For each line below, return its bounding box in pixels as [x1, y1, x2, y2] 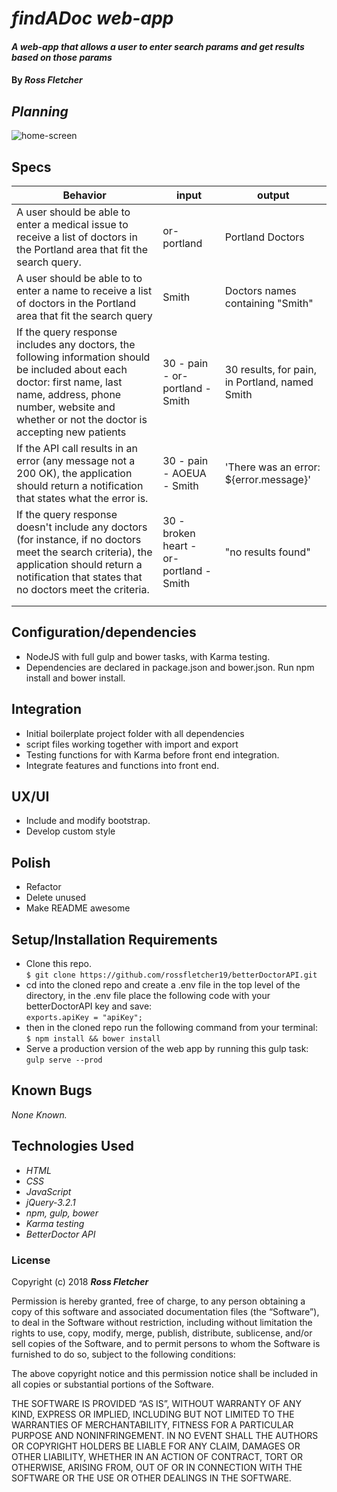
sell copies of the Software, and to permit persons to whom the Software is [11, 1337, 321, 1349]
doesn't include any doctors [16, 520, 148, 534]
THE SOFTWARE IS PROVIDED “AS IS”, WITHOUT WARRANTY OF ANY [11, 1397, 302, 1409]
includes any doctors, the [16, 338, 136, 351]
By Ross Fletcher [11, 74, 83, 86]
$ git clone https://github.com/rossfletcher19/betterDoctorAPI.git [25, 970, 318, 981]
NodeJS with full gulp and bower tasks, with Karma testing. [25, 650, 271, 662]
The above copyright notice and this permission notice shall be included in [11, 1367, 318, 1379]
